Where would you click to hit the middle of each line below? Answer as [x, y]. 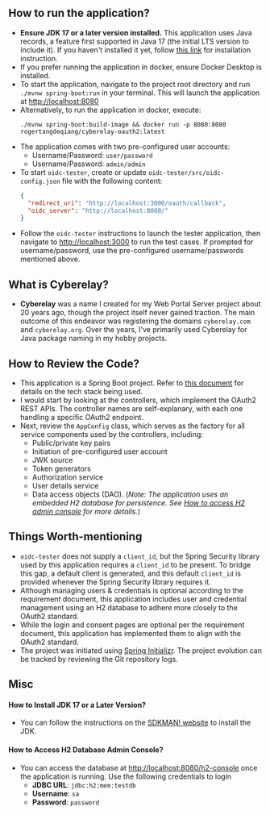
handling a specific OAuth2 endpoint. [81, 417]
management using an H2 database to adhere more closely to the [129, 607]
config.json [40, 181]
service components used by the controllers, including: [112, 434]
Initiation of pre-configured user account [100, 451]
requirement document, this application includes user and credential [133, 599]
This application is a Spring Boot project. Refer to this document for [132, 383]
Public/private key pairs [71, 443]
